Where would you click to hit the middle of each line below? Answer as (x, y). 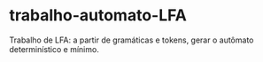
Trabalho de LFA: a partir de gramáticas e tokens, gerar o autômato (131, 40)
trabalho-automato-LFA (98, 15)
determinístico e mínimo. (54, 49)
